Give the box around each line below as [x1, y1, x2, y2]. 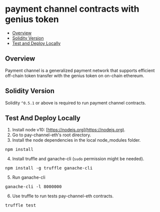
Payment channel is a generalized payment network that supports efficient [5, 67, 155, 73]
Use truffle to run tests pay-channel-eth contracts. [12, 193, 114, 199]
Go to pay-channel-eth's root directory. [12, 132, 91, 138]
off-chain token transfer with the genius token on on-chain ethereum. [5, 72, 144, 79]
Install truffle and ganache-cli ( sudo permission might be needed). [12, 156, 144, 162]
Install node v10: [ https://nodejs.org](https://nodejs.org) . [12, 127, 126, 133]
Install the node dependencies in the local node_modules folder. [12, 137, 141, 143]
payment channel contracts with [5, 3, 140, 15]
